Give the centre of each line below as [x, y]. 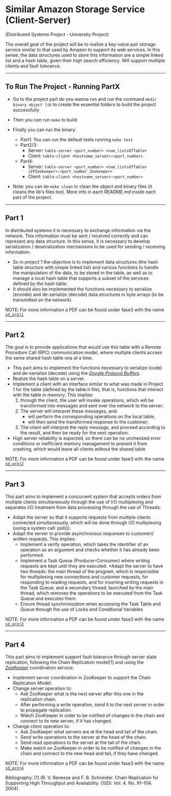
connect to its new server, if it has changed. [66, 721]
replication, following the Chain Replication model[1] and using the [75, 662]
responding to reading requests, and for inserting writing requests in [92, 582]
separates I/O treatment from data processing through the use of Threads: [83, 507]
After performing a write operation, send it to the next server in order [92, 704]
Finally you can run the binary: [44, 130]
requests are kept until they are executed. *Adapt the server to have [92, 566]
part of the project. [32, 197]
